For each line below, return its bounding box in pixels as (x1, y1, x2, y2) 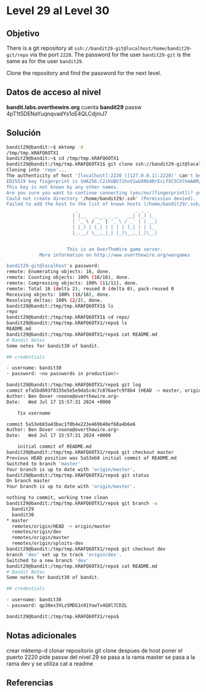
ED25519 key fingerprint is (6, 178, 78, 184)
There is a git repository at (6, 44, 74, 52)
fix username (17, 410, 51, 416)
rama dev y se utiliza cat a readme (6, 659, 93, 667)
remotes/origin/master (12, 535, 70, 541)
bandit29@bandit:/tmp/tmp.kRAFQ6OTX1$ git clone (6, 161, 133, 168)
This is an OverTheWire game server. (66, 246, 164, 252)
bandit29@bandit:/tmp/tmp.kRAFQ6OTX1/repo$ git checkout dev (6, 546, 166, 552)
